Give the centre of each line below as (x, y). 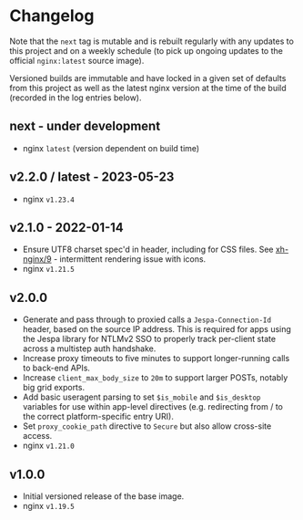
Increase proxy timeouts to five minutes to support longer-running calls (156, 359)
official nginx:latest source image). (77, 60)
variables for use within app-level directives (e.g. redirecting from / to (153, 407)
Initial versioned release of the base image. (103, 496)
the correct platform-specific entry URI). (98, 417)
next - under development (85, 126)
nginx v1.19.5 (49, 506)
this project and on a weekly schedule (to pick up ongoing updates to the (146, 50)
